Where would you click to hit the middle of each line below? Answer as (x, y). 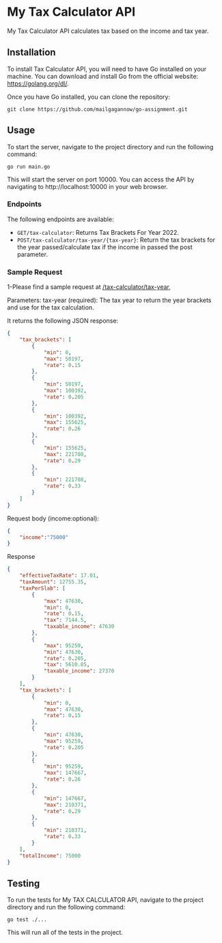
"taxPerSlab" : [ (43, 588)
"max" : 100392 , (65, 391)
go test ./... (27, 920)
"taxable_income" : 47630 (79, 627)
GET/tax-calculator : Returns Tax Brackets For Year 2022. (98, 232)
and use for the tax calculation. (51, 307)
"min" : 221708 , (65, 480)
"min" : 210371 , (65, 830)
